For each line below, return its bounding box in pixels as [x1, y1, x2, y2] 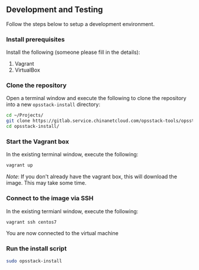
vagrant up [6, 162, 33, 168]
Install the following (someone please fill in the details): [6, 49, 140, 56]
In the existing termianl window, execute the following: [6, 207, 139, 215]
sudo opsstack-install [6, 258, 62, 264]
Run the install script [6, 245, 67, 253]
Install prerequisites [6, 35, 65, 43]
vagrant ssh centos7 [6, 219, 57, 225]
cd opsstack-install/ [6, 124, 60, 130]
